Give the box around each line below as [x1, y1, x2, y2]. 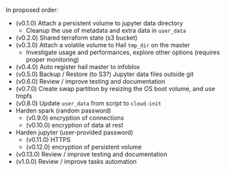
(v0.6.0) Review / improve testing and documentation [15, 77, 165, 85]
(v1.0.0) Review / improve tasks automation [15, 158, 137, 165]
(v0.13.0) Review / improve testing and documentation [15, 150, 168, 158]
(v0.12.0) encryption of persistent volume [25, 143, 142, 151]
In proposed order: [5, 6, 59, 14]
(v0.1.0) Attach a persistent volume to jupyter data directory [15, 19, 183, 27]
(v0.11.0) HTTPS [25, 136, 71, 143]
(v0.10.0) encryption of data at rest [25, 121, 124, 129]
